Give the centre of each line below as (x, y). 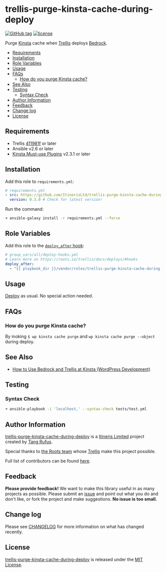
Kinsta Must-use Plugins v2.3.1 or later (51, 154)
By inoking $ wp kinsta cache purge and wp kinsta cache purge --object (80, 336)
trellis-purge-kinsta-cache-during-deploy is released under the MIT (74, 559)
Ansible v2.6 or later (33, 148)
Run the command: (24, 209)
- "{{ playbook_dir (30, 269)
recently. (14, 532)
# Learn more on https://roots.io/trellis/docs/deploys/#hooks (72, 259)
